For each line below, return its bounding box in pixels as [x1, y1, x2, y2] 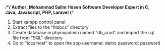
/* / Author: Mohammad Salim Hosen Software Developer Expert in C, [5, 4, 150, 10]
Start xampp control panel [12, 19, 66, 25]
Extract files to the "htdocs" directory [12, 24, 89, 30]
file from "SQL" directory [12, 35, 63, 41]
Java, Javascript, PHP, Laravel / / [5, 9, 73, 15]
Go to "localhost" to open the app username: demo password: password [12, 40, 161, 46]
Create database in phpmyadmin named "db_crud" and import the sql [12, 30, 155, 35]
